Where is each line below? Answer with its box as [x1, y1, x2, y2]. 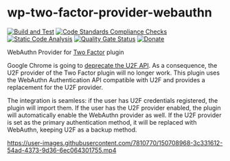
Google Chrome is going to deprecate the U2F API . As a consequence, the [7, 61, 218, 69]
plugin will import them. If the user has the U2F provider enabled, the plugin [7, 103, 221, 112]
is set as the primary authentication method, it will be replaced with [7, 118, 197, 126]
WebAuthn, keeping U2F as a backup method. [7, 125, 137, 134]
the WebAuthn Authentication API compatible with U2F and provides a [7, 75, 205, 84]
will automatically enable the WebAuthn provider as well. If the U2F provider [7, 111, 222, 119]
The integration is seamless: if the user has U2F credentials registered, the [7, 96, 218, 104]
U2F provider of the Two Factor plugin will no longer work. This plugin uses [7, 69, 220, 77]
